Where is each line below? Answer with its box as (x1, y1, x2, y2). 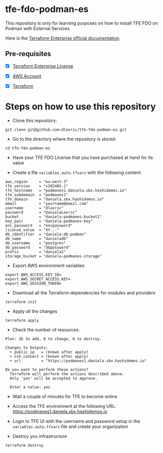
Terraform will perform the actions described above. (10, 371, 124, 376)
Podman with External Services (5, 25, 70, 31)
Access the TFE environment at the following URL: (12, 403, 116, 409)
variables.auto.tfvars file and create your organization (12, 423, 128, 429)
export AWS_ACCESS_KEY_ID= (5, 272, 62, 277)
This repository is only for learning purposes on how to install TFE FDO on (5, 20, 158, 26)
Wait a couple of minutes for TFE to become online (12, 393, 118, 399)
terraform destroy (5, 442, 44, 448)
